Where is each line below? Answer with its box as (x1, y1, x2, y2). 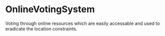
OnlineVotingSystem (5, 4, 95, 15)
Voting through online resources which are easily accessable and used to (5, 20, 160, 26)
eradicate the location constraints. (5, 25, 78, 31)
